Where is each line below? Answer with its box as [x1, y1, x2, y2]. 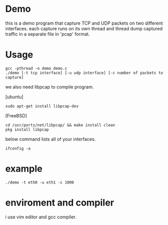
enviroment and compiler [5, 197, 114, 208]
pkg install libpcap [5, 127, 50, 132]
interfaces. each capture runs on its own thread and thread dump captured [5, 25, 163, 31]
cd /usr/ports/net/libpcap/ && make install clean [5, 122, 115, 128]
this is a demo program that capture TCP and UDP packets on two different [5, 20, 163, 26]
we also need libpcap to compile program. [5, 84, 94, 90]
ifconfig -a [5, 146, 31, 151]
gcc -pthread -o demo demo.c [5, 66, 67, 71]
